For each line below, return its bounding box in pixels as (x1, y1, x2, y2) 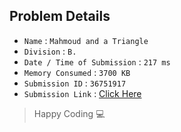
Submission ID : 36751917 (23, 77, 127, 89)
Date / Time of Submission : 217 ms (23, 55, 171, 68)
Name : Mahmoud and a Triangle (23, 34, 149, 46)
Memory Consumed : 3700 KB (23, 66, 131, 78)
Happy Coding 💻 (33, 107, 106, 119)
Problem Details (9, 8, 111, 25)
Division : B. (23, 45, 77, 57)
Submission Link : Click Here (23, 87, 142, 99)
